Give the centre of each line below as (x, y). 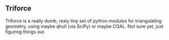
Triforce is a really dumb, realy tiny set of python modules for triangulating (84, 21)
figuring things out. (25, 32)
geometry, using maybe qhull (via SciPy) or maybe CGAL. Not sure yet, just (84, 26)
